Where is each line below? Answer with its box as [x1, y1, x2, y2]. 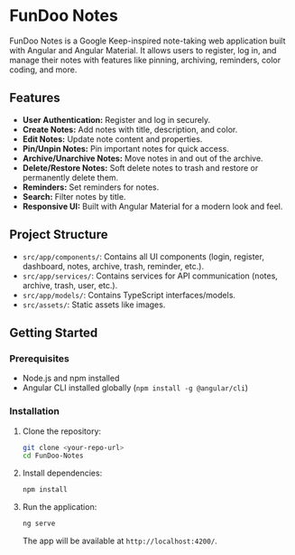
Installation [9, 405, 60, 418]
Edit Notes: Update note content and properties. [22, 133, 203, 145]
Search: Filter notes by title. [22, 191, 126, 202]
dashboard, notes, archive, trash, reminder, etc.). [22, 260, 205, 271]
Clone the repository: [22, 426, 102, 437]
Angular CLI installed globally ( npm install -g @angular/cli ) [22, 382, 249, 393]
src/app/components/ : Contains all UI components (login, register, [22, 250, 264, 262]
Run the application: [22, 502, 97, 513]
